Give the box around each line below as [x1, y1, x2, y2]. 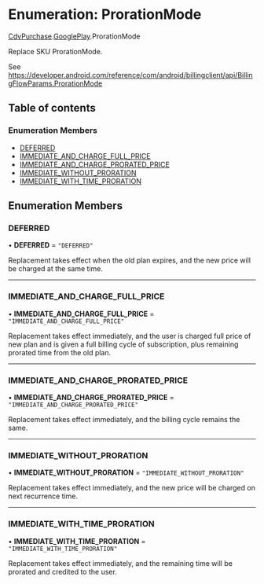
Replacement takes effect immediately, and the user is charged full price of [8, 331, 251, 340]
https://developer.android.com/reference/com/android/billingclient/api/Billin [8, 70, 253, 79]
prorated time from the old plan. [8, 347, 112, 357]
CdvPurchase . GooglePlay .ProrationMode [8, 31, 141, 41]
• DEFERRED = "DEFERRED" [8, 241, 93, 250]
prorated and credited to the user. [8, 567, 118, 576]
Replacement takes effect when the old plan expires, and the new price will [8, 255, 251, 265]
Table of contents [8, 101, 96, 115]
